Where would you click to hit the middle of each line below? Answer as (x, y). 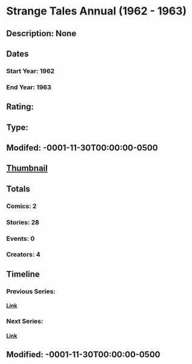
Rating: (20, 107)
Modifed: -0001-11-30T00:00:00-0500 (82, 148)
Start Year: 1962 (30, 71)
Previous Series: (31, 291)
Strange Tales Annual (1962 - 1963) (97, 11)
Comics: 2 (21, 206)
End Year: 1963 (29, 87)
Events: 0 (21, 238)
